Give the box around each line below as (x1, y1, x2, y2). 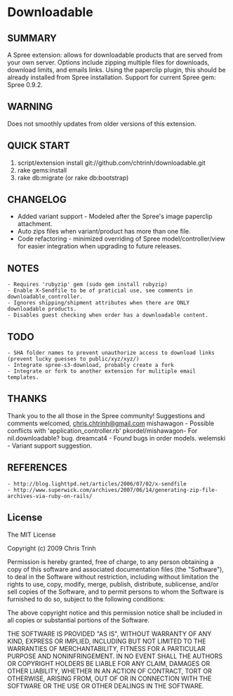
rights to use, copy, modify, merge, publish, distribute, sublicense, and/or (7, 580, 219, 588)
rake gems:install (17, 166, 67, 174)
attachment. (17, 220, 53, 228)
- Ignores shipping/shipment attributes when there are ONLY (7, 300, 190, 307)
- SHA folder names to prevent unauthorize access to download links (7, 349, 215, 356)
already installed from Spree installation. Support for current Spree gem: (7, 73, 216, 81)
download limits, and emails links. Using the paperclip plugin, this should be (7, 66, 226, 74)
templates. (7, 374, 39, 381)
